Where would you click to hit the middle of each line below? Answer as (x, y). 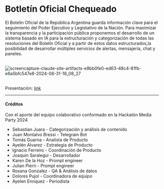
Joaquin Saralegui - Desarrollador (46, 155)
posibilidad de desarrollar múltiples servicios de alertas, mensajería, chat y (80, 48)
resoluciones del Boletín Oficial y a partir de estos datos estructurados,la (78, 43)
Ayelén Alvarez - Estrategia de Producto (52, 145)
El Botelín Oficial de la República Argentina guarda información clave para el (81, 22)
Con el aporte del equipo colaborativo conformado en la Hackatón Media (78, 115)
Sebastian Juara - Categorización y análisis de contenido (70, 129)
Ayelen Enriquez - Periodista (41, 181)
